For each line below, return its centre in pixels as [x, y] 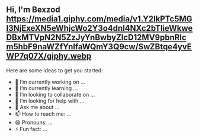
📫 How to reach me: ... [43, 114]
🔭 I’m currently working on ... [50, 82]
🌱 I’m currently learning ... [46, 88]
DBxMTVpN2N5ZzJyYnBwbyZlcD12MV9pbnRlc [96, 38]
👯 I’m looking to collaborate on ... [55, 94]
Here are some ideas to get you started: [55, 70]
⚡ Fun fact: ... [31, 129]
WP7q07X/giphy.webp [49, 56]
